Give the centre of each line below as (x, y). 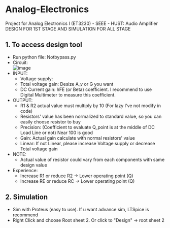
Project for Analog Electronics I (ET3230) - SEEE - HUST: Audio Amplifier (82, 23)
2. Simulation (27, 197)
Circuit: (20, 62)
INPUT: (20, 73)
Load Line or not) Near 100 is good (56, 133)
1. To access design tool (44, 45)
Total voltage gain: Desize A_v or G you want (67, 84)
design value (33, 165)
